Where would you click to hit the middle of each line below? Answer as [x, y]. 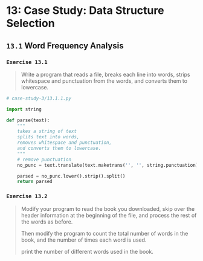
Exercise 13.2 [27, 196]
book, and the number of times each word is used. [84, 240]
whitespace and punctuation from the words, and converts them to [104, 81]
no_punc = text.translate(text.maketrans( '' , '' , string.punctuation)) [109, 165]
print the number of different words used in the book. [87, 251]
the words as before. [47, 222]
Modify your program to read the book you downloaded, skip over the [108, 208]
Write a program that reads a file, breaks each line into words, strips [105, 74]
